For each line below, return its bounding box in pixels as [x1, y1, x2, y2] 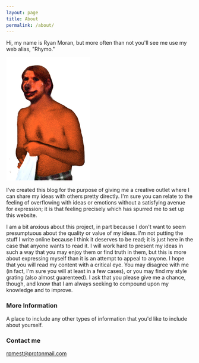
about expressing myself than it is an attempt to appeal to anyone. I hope [6, 255, 185, 262]
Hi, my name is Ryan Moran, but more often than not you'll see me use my [6, 39, 187, 46]
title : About [6, 15, 39, 22]
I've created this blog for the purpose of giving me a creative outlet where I [6, 187, 190, 194]
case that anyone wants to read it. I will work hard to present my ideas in [6, 242, 184, 250]
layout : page [6, 10, 39, 15]
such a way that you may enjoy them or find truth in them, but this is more [6, 249, 187, 256]
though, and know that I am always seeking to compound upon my [6, 280, 169, 287]
